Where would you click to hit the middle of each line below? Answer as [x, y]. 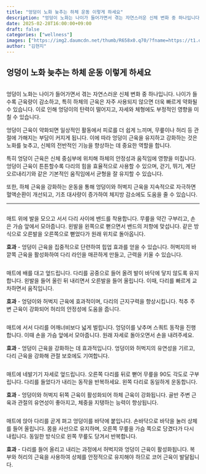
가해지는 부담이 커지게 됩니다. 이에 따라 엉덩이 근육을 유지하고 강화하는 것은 [108, 137]
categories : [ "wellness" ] [39, 35]
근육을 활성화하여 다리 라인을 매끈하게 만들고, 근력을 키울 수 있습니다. [100, 254]
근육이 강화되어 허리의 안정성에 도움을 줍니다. [67, 309]
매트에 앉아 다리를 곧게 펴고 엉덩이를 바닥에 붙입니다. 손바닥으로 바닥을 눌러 [96, 421]
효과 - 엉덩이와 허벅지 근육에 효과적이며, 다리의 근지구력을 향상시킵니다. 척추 [97, 301]
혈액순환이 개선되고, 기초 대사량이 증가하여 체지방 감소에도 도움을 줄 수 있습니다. [102, 194]
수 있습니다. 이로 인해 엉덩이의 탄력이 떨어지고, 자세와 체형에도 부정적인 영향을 [100, 109]
